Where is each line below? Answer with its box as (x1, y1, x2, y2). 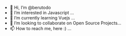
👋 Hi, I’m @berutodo (9, 5, 51, 10)
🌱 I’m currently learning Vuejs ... (9, 15, 75, 20)
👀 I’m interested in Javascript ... (9, 10, 74, 16)
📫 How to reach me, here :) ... (9, 26, 72, 31)
